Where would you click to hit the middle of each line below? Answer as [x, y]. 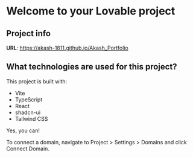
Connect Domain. [28, 149]
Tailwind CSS [31, 118]
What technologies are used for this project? [92, 67]
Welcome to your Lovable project [91, 11]
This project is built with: [37, 81]
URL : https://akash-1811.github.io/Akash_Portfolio [67, 48]
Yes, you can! [23, 130]
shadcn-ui [28, 112]
